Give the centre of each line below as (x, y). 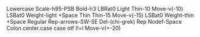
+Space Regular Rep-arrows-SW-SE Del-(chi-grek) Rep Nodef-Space (94, 22)
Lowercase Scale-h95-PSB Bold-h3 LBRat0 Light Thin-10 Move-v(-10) (95, 9)
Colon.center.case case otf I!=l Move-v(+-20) (64, 28)
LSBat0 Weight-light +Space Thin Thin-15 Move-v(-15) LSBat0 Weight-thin (100, 15)
